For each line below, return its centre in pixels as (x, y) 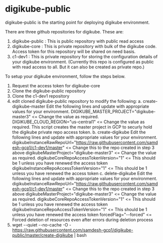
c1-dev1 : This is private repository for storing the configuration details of (85, 56)
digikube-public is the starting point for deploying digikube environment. (77, 22)
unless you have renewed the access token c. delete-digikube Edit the (82, 173)
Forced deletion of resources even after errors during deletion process (82, 220)
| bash (80, 235)
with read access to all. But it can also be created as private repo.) (78, 67)
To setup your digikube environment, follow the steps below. (65, 76)
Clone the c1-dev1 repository (41, 96)
